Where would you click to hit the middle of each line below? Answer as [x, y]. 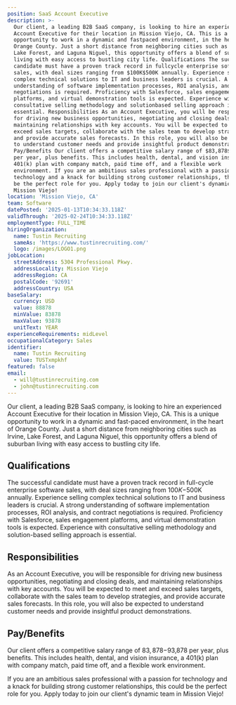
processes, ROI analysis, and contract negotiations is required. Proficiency [115, 512]
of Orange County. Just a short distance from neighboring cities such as [112, 429]
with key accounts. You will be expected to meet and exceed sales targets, [115, 589]
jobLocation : [26, 256]
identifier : [25, 347]
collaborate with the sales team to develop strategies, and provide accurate [116, 596]
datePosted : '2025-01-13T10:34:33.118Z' [67, 210]
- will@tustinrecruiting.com [56, 380]
